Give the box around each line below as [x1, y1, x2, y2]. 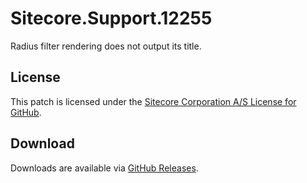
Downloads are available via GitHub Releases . [10, 162, 199, 174]
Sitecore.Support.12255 [10, 7, 213, 30]
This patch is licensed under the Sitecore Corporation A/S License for [10, 95, 297, 107]
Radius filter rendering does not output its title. [10, 40, 202, 52]
